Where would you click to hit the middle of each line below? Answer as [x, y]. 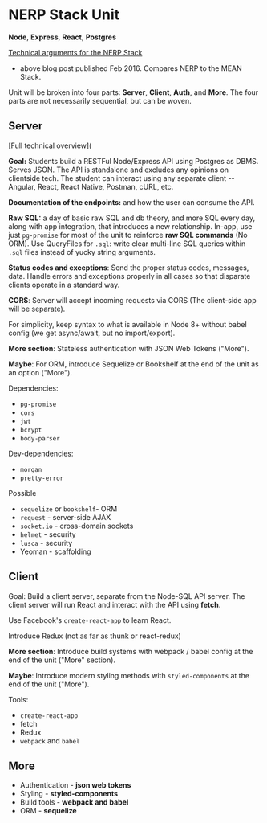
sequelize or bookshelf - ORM [69, 509]
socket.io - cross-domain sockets [77, 526]
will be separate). [37, 309]
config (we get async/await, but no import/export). [92, 333]
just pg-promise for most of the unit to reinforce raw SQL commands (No [128, 235]
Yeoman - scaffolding [55, 551]
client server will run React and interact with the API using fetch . [115, 604]
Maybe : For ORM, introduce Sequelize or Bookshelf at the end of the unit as [133, 364]
